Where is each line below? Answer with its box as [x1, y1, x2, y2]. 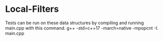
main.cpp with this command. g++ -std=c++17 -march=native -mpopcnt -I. [5, 25, 159, 31]
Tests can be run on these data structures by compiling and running [5, 20, 144, 26]
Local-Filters [5, 3, 59, 15]
